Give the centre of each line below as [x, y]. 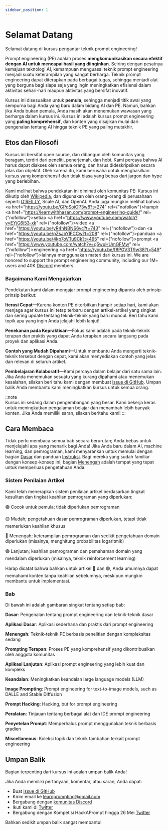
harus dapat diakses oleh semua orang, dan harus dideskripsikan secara [80, 165]
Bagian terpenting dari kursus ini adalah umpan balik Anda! [66, 772]
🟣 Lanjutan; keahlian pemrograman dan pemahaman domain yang [74, 551]
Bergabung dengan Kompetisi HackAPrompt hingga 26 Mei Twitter [81, 812]
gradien [13, 729]
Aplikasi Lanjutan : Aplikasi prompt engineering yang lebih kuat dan [75, 664]
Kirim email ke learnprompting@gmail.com [56, 796]
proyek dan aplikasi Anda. [32, 341]
